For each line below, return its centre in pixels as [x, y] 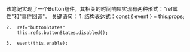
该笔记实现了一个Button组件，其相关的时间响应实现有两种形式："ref [90, 9]
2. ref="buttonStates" [36, 27]
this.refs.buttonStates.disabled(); [63, 33]
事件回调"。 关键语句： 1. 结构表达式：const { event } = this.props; [103, 16]
